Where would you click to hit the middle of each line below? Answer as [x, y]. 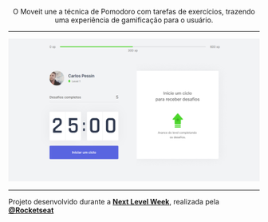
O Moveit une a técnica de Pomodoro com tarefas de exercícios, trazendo [134, 12]
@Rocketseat [31, 210]
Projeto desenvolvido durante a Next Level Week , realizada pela [114, 201]
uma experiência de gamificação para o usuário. [134, 20]
